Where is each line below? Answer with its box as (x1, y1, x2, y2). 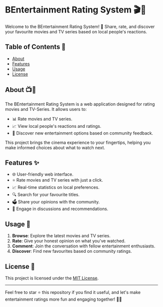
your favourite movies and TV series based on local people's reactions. (5, 29, 147, 34)
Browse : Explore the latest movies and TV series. (12, 233, 111, 239)
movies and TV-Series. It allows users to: (5, 106, 87, 112)
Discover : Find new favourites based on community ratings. (12, 248, 132, 254)
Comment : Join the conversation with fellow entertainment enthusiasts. (12, 243, 155, 249)
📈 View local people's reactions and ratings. (12, 123, 102, 129)
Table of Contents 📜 (5, 43, 66, 51)
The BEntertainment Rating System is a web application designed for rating (5, 101, 155, 107)
